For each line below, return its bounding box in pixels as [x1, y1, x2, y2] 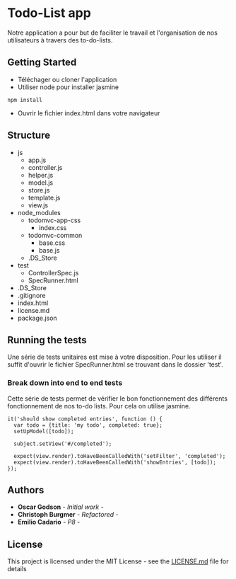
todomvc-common [28, 231, 83, 239]
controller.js [28, 163, 63, 171]
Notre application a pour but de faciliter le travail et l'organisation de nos [7, 28, 218, 37]
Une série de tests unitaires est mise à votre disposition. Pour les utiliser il [7, 352, 222, 362]
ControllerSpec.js [28, 268, 79, 277]
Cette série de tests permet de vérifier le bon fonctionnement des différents [7, 394, 228, 403]
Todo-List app [7, 5, 92, 21]
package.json [17, 314, 58, 322]
